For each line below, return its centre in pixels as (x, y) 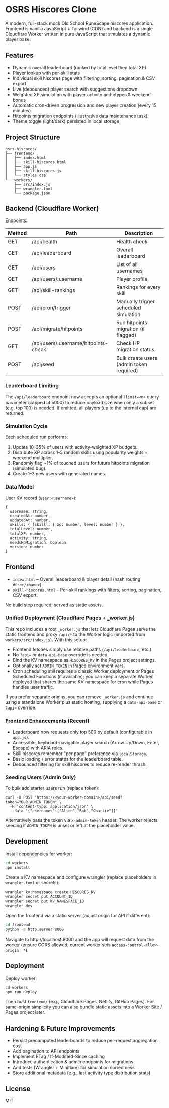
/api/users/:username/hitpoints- (70, 343)
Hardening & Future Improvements (60, 1028)
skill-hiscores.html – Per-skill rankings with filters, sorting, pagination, (87, 590)
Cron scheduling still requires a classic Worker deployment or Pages (83, 671)
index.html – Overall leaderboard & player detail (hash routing (76, 579)
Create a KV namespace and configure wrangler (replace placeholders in (81, 877)
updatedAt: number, (30, 520)
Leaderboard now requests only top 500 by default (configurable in (82, 732)
